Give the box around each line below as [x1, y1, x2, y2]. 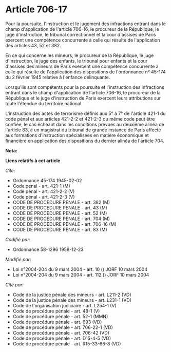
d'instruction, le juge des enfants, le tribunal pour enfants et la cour [5, 57, 148, 64]
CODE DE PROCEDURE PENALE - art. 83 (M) [12, 226, 108, 232]
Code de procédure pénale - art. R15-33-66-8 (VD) [12, 340, 121, 347]
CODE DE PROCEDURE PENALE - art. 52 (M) [12, 210, 107, 216]
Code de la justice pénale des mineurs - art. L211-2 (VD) [12, 291, 132, 298]
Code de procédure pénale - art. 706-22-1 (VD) [12, 324, 113, 330]
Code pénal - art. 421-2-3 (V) [12, 193, 75, 200]
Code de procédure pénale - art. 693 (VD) [12, 319, 102, 325]
